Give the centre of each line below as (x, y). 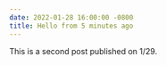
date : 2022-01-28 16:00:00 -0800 (71, 17)
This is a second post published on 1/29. (83, 51)
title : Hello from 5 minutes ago (71, 26)
